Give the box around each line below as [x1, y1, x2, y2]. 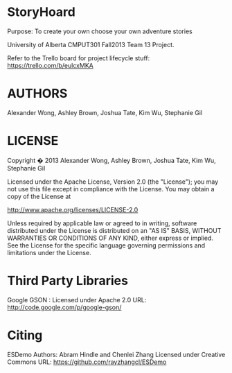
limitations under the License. [7, 248, 91, 257]
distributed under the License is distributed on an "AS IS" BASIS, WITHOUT [7, 226, 222, 234]
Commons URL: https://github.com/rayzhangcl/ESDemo [7, 358, 167, 366]
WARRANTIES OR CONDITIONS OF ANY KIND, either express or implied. [7, 234, 213, 242]
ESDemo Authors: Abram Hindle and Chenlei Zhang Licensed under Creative [7, 350, 226, 358]
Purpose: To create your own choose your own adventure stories [7, 27, 193, 35]
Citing [7, 327, 43, 343]
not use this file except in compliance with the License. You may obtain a [7, 184, 215, 193]
